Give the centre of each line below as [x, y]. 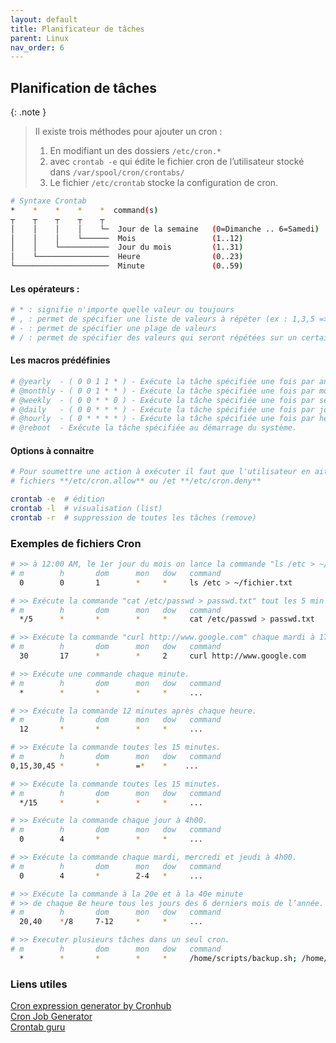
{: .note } [28, 112]
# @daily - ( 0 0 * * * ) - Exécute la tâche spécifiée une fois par [162, 409]
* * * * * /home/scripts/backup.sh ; [158, 958]
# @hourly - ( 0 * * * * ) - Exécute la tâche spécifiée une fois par [162, 419]
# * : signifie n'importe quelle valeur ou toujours [122, 310]
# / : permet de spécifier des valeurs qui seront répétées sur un [154, 337]
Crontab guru [38, 1027]
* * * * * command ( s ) [84, 210]
